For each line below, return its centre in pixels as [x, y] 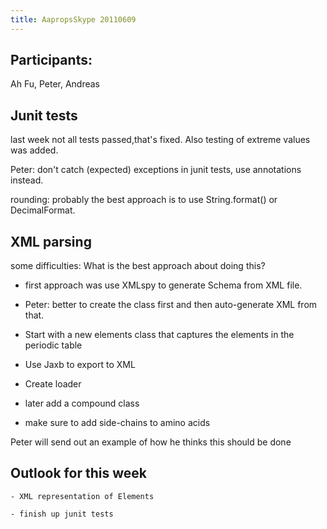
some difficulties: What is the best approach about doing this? [138, 266]
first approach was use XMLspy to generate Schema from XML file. [163, 285]
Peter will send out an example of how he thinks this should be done [151, 442]
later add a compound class [82, 403]
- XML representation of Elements [82, 496]
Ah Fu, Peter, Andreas [55, 84]
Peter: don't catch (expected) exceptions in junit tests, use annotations [156, 170]
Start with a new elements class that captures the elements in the [159, 335]
